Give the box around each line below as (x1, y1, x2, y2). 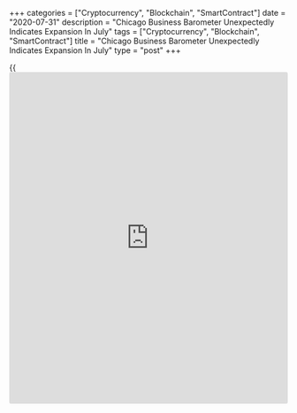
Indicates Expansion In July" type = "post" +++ (9, 45, 181, 56)
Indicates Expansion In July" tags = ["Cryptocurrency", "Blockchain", (9, 27, 260, 36)
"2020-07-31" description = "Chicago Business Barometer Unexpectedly (9, 17, 275, 27)
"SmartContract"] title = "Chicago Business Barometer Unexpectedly (9, 35, 260, 46)
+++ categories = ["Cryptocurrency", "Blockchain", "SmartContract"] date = (9, 8, 286, 18)
